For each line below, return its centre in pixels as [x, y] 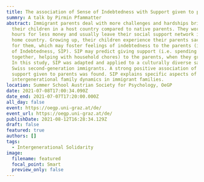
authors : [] [21, 136]
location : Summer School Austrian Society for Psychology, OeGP [89, 86]
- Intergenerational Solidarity [53, 147]
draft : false [23, 125]
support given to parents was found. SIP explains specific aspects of [104, 74]
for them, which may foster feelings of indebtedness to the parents [101, 46]
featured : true [25, 130]
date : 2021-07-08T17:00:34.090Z [47, 91]
